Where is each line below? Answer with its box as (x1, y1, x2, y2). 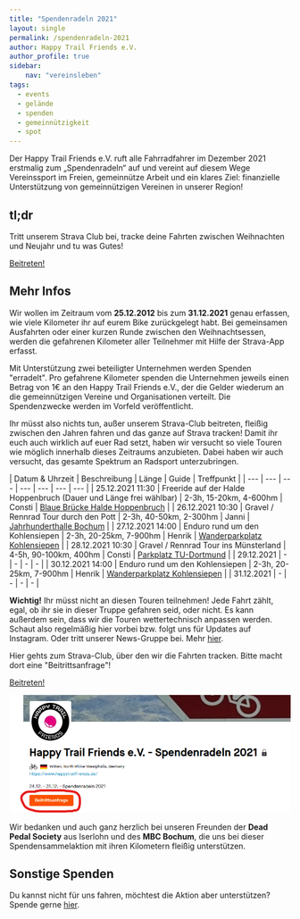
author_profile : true (9, 52, 90, 62)
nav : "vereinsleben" (25, 71, 102, 80)
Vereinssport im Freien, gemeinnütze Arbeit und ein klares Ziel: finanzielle (9, 172, 280, 183)
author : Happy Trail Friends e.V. (9, 43, 138, 52)
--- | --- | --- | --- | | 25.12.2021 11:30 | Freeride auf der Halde (19, 482, 246, 493)
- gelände (17, 99, 54, 108)
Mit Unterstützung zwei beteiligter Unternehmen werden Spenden (9, 363, 252, 373)
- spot (17, 128, 42, 137)
